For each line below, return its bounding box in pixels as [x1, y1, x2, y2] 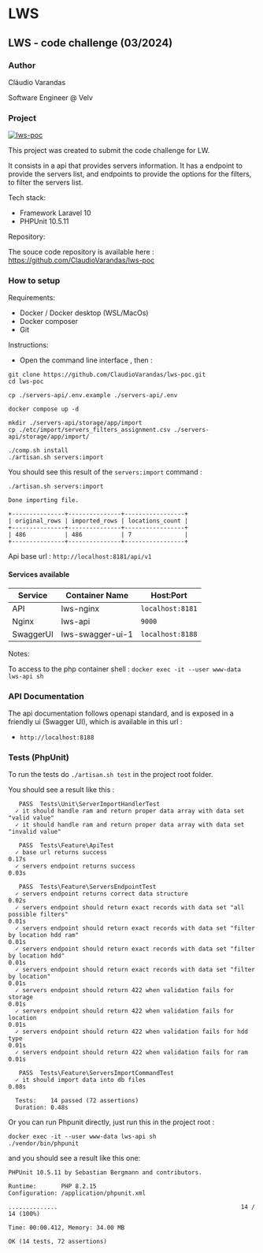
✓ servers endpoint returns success [15, 862, 135, 871]
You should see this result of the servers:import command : [8, 467, 202, 477]
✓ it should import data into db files [15, 1076, 146, 1084]
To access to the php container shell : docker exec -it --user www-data [8, 664, 242, 674]
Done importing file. [8, 496, 80, 504]
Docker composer [19, 317, 79, 326]
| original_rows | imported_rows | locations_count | [8, 517, 189, 525]
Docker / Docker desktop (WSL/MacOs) [19, 308, 149, 318]
